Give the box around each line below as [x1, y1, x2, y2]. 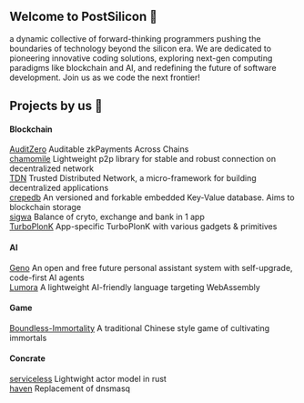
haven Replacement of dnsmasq [9, 383, 130, 394]
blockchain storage [9, 202, 82, 213]
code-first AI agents [9, 272, 85, 283]
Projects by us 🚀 [9, 98, 103, 114]
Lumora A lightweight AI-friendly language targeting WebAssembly [9, 281, 261, 292]
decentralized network [9, 163, 94, 174]
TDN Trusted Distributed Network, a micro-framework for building [9, 173, 257, 184]
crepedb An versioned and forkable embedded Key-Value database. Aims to [9, 192, 295, 203]
